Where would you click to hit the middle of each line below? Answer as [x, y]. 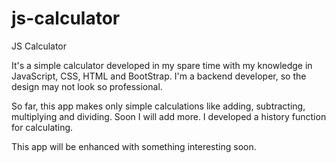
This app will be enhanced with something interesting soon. [134, 146]
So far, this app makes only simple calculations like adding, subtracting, [158, 106]
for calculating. [42, 127]
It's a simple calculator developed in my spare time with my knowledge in [162, 65]
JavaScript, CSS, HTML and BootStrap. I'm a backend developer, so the [159, 76]
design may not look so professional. [87, 86]
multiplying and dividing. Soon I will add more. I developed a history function [169, 116]
